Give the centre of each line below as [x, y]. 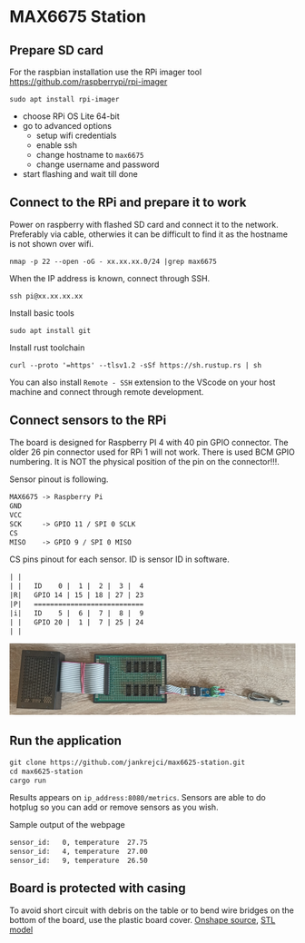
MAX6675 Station [78, 17]
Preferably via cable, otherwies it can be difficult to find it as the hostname [149, 234]
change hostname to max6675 [90, 155]
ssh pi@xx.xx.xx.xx [46, 296]
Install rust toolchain [47, 348]
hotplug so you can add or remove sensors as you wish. [114, 807]
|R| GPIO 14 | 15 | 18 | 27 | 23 [77, 595]
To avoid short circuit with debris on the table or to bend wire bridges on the [152, 910]
